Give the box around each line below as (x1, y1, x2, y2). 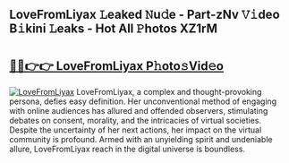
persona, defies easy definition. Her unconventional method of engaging (9, 96, 277, 107)
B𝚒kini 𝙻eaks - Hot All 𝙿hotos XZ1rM (9, 21, 217, 37)
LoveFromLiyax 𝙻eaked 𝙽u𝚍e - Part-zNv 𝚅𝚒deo (9, 7, 280, 22)
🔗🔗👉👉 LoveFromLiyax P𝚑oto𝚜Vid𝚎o (9, 58, 224, 73)
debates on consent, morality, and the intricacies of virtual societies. (9, 116, 262, 125)
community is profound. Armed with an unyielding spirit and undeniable (9, 134, 273, 144)
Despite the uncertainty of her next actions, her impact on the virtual (9, 124, 262, 135)
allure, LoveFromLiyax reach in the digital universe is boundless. (9, 143, 246, 154)
